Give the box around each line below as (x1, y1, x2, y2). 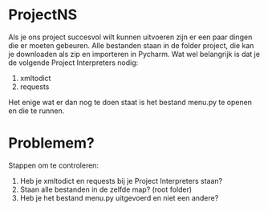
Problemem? (8, 134, 95, 152)
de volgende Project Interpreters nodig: (8, 58, 139, 67)
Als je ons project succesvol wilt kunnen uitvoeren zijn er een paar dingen (8, 32, 253, 42)
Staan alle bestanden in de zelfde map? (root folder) (19, 185, 193, 194)
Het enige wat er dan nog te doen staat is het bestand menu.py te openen (8, 97, 253, 107)
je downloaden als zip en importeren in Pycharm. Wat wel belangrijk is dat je (8, 49, 261, 59)
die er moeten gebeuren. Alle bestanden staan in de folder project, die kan (8, 40, 254, 50)
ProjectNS (8, 6, 78, 24)
